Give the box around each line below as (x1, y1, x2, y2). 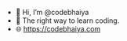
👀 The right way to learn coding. (15, 16, 120, 25)
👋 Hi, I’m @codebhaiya (15, 8, 89, 17)
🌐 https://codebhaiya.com (15, 24, 101, 33)
